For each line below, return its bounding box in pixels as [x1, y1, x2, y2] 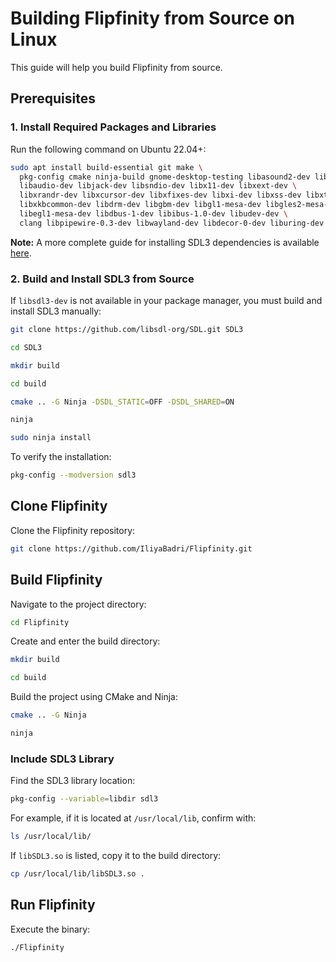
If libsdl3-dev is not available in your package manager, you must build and [10, 295, 323, 307]
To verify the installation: [10, 451, 112, 463]
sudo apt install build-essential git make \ [10, 162, 203, 172]
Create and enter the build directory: [10, 635, 161, 647]
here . [10, 247, 32, 259]
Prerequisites [10, 90, 96, 107]
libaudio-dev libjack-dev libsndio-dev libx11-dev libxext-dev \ [19, 181, 298, 191]
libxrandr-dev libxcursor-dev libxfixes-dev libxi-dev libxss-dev [19, 190, 302, 201]
